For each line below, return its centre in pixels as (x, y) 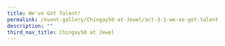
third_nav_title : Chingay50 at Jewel (61, 32)
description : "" (30, 26)
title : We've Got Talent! (44, 13)
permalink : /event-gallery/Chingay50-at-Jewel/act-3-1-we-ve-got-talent (113, 20)
